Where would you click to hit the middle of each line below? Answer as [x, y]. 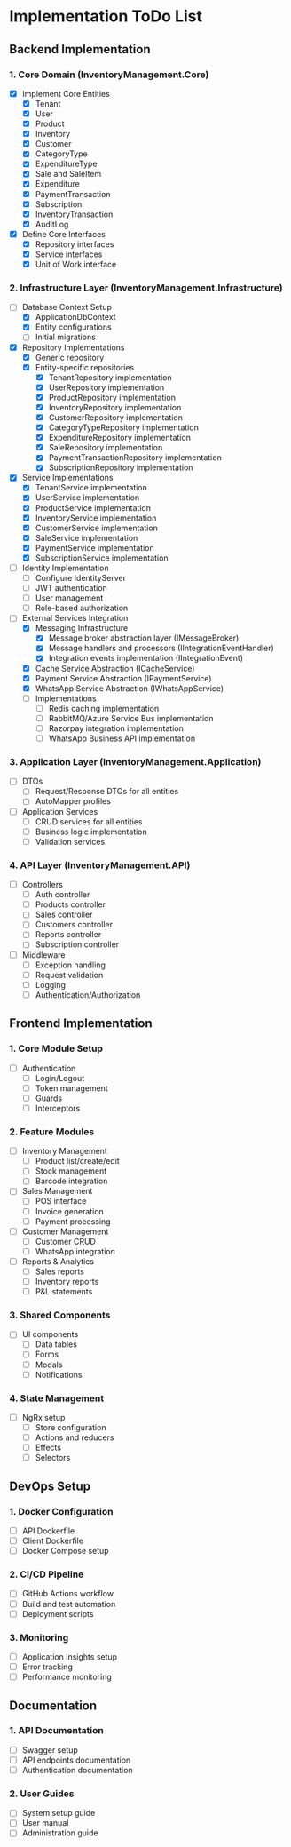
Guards [49, 1098]
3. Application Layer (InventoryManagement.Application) [135, 761]
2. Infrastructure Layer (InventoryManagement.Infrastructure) [146, 288]
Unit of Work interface [76, 264]
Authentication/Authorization [88, 995]
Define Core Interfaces [64, 234]
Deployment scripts [58, 1613]
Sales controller [64, 915]
